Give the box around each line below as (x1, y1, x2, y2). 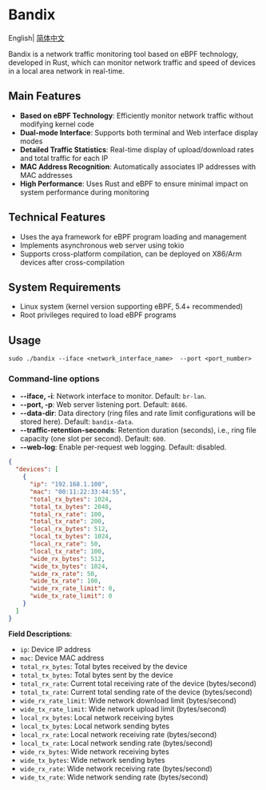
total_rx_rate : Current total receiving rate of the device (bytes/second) (19, 679, 257, 688)
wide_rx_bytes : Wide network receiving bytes (19, 747, 169, 756)
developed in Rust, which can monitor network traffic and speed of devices (8, 58, 256, 67)
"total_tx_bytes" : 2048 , (29, 502, 113, 510)
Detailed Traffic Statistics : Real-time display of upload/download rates (19, 144, 254, 154)
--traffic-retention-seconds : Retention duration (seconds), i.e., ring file (19, 425, 257, 435)
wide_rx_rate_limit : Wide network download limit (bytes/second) (19, 695, 237, 705)
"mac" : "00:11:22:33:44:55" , (29, 487, 127, 496)
